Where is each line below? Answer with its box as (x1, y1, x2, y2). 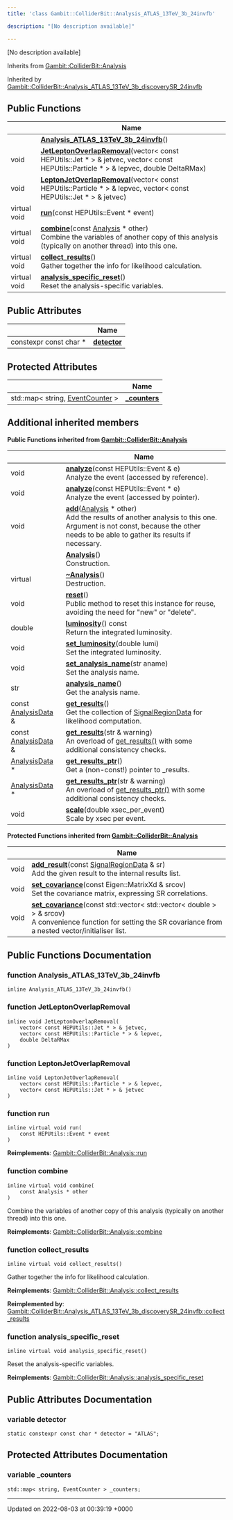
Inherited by (7, 75, 42, 84)
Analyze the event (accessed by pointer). (65, 492, 200, 502)
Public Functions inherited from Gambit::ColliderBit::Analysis (7, 435, 188, 444)
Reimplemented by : (7, 1299, 64, 1308)
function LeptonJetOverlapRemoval (7, 1058, 130, 1068)
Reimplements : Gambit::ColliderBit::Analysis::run (7, 1149, 148, 1157)
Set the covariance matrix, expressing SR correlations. (31, 888, 208, 898)
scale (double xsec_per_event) (65, 805, 165, 815)
